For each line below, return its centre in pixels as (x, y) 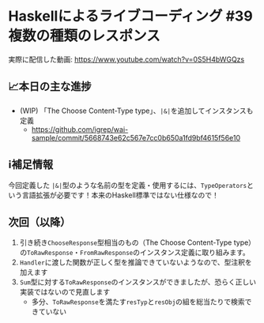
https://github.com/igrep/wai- (80, 129)
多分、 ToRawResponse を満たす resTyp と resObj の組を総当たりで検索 (138, 302)
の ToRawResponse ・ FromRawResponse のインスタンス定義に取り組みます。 (135, 253)
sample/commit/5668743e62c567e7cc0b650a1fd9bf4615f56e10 (136, 137)
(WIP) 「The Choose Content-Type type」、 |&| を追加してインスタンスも (136, 111)
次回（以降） (40, 222)
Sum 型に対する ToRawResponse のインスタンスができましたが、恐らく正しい (138, 282)
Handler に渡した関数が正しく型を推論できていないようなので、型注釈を (136, 262)
